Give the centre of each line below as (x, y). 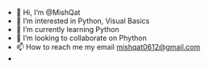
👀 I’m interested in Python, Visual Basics (83, 21)
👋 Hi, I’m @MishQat (48, 12)
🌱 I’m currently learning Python (67, 29)
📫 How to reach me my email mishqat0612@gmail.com (108, 47)
